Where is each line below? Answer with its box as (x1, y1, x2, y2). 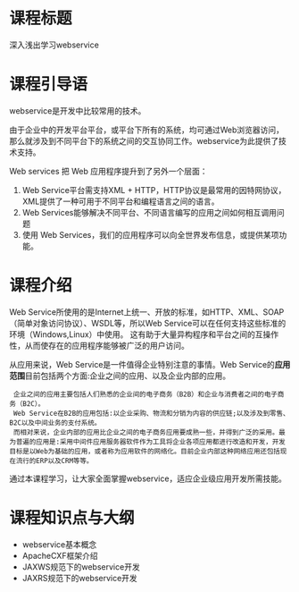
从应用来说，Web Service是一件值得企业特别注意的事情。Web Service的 (9, 359, 275, 369)
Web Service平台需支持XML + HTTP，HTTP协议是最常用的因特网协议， (21, 184, 287, 195)
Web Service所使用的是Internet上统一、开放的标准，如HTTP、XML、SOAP (9, 306, 285, 317)
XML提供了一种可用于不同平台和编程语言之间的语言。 (21, 196, 220, 207)
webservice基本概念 (21, 538, 97, 550)
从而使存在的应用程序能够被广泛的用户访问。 (24, 340, 189, 351)
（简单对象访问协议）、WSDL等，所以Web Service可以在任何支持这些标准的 (9, 317, 287, 328)
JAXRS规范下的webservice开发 (21, 572, 138, 583)
